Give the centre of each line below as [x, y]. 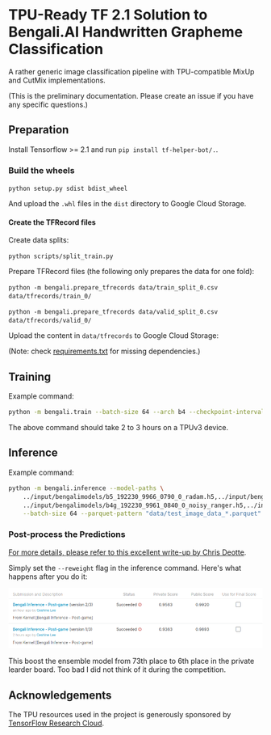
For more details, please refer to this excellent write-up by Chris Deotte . [127, 552]
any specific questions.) [48, 104]
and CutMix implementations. [57, 80]
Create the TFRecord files [52, 222]
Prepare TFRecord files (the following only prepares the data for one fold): [131, 272]
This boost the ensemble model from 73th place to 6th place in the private [131, 661]
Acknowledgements [60, 695]
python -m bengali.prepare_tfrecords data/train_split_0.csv [113, 288]
